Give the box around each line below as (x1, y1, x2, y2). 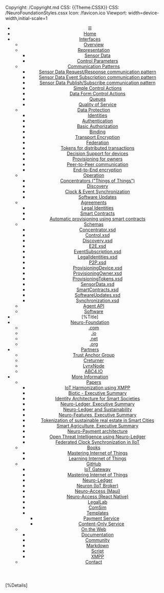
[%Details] (5, 582, 28, 588)
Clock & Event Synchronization (65, 189, 130, 194)
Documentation (81, 531, 114, 538)
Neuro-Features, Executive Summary (58, 412, 137, 418)
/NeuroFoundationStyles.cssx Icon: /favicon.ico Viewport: (5, 10, 127, 16)
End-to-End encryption (73, 167, 122, 173)
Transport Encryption (75, 134, 120, 140)
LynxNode (83, 363, 105, 369)
